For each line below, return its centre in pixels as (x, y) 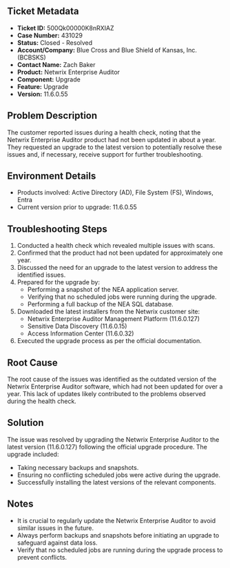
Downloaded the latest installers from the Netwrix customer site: (108, 312)
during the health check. (42, 401)
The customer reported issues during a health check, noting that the (104, 132)
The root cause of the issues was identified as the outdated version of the (112, 380)
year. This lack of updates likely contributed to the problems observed (107, 394)
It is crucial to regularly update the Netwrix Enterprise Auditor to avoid (116, 520)
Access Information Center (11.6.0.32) (81, 333)
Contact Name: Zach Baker (56, 64)
